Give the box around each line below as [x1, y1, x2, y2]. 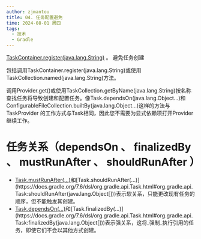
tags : [6, 25, 20, 32]
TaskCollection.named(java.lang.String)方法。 [6, 74, 120, 81]
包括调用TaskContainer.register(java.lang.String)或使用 [6, 67, 142, 74]
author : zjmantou [6, 8, 50, 15]
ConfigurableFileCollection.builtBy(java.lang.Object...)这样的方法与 [6, 102, 170, 109]
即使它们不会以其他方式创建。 [25, 226, 100, 234]
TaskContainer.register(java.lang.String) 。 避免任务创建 [6, 54, 145, 61]
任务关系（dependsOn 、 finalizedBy [6, 141, 191, 154]
